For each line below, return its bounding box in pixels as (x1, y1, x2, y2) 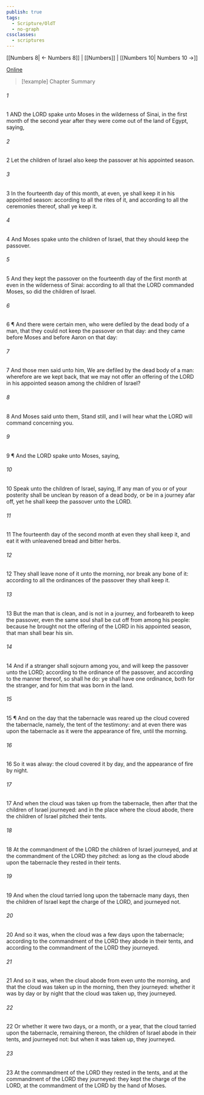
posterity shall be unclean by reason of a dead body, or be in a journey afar (6, 491, 195, 499)
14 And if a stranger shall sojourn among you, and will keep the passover (6, 662, 189, 669)
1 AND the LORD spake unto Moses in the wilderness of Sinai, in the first (6, 111, 188, 118)
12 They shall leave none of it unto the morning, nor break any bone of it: (6, 570, 189, 577)
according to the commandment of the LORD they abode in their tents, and (6, 937, 194, 945)
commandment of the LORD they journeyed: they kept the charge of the (6, 1075, 186, 1082)
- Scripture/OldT (12, 20, 56, 26)
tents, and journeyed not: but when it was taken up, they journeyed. (6, 1036, 176, 1043)
